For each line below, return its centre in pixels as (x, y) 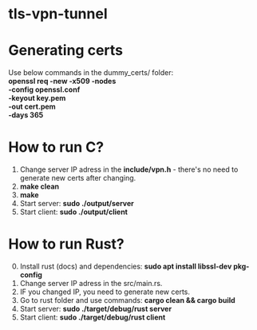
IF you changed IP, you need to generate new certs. (105, 292)
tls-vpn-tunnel (58, 14)
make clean (40, 187)
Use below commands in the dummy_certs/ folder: (91, 73)
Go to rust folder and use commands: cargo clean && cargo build (127, 300)
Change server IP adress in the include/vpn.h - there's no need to (129, 169)
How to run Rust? (67, 244)
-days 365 (26, 115)
